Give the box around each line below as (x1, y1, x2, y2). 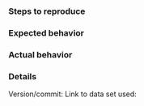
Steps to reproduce (8, 6, 86, 17)
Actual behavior (8, 49, 73, 60)
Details (8, 70, 37, 82)
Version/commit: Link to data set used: (8, 89, 138, 99)
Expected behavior (8, 27, 85, 38)
